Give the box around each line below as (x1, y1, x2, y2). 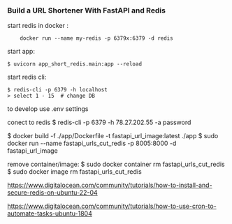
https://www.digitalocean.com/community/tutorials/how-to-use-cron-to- (7, 202, 217, 211)
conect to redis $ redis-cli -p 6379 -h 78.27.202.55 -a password (7, 118, 191, 127)
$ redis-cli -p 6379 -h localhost (7, 87, 108, 94)
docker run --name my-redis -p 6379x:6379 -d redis (20, 35, 173, 42)
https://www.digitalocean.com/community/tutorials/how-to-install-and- (7, 181, 212, 190)
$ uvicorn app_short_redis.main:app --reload (7, 61, 142, 68)
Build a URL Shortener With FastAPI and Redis (7, 6, 166, 15)
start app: (7, 47, 35, 56)
